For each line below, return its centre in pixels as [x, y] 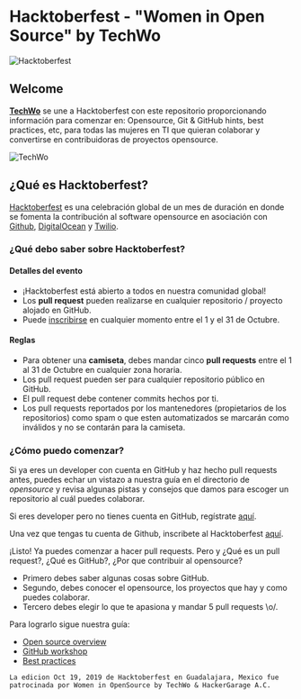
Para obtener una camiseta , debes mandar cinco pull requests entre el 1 [157, 360]
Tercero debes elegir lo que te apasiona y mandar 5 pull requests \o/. [150, 607]
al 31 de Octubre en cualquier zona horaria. [102, 369]
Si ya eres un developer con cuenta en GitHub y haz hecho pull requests [143, 470]
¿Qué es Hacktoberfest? [79, 185]
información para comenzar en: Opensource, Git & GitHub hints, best [137, 120]
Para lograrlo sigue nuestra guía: [70, 624]
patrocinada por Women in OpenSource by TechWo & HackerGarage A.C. [140, 685]
